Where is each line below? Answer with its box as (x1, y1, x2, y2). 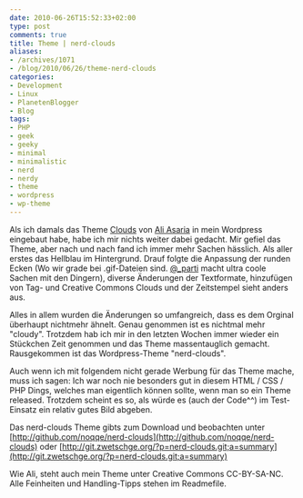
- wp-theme (9, 199, 51, 209)
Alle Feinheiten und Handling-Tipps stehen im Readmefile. (9, 478, 227, 489)
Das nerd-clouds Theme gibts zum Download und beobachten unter (9, 422, 266, 433)
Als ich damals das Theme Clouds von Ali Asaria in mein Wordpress (9, 224, 263, 234)
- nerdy (9, 174, 39, 183)
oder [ (39, 441, 63, 452)
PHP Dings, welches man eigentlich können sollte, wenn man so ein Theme (9, 384, 291, 395)
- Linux (9, 89, 39, 98)
